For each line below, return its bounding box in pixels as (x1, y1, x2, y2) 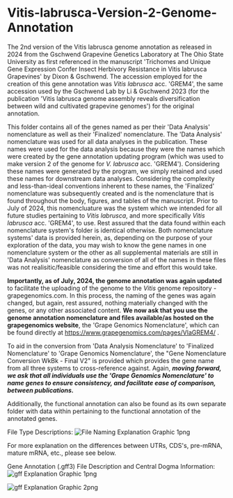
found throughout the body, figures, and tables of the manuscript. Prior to (7, 196, 218, 204)
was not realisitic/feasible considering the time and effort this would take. (7, 263, 218, 271)
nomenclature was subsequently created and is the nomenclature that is (7, 189, 214, 198)
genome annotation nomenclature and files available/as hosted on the (7, 313, 214, 321)
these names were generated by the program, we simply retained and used (7, 167, 223, 175)
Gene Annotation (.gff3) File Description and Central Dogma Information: (7, 462, 216, 470)
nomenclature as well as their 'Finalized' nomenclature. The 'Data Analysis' (7, 130, 223, 138)
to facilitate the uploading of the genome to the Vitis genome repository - (7, 284, 217, 292)
